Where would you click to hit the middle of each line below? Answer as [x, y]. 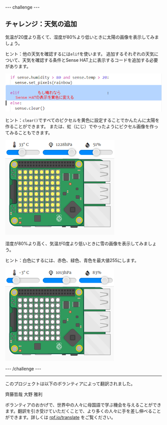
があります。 [18, 66]
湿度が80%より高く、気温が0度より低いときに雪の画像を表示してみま [77, 244]
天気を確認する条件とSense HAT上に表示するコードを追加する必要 [90, 60]
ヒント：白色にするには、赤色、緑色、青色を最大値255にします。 [72, 261]
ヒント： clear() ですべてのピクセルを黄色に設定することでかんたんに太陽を [83, 120]
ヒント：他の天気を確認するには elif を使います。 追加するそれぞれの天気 [80, 54]
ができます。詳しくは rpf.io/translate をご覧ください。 [60, 418]
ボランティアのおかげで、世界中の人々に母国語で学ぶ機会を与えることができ [83, 405]
